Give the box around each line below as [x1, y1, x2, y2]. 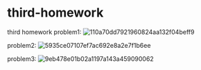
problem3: [7, 54, 37, 63]
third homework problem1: [7, 28, 82, 36]
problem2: [7, 41, 37, 49]
